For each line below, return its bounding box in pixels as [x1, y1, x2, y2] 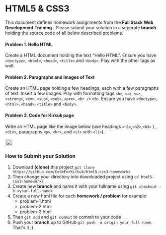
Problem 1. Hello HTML [5, 41, 53, 47]
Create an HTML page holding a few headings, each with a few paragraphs [5, 85, 159, 91]
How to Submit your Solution [5, 153, 76, 160]
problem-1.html [19, 198, 51, 204]
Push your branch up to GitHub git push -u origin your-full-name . [12, 219, 153, 225]
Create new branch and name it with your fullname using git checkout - [12, 183, 162, 189]
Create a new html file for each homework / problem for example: [12, 193, 148, 199]
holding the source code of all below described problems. [5, 30, 123, 36]
